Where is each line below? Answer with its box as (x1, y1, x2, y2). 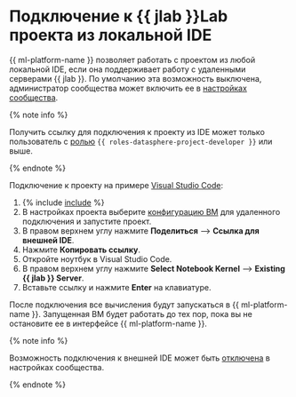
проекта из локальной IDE (9, 25, 212, 45)
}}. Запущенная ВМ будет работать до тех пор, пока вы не (31, 308, 253, 319)
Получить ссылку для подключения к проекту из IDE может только (9, 126, 265, 137)
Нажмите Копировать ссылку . (21, 244, 140, 255)
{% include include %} (21, 197, 105, 208)
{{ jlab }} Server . (21, 273, 84, 283)
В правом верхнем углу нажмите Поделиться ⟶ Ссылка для (21, 225, 260, 236)
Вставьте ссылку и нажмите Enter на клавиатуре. (21, 282, 212, 292)
